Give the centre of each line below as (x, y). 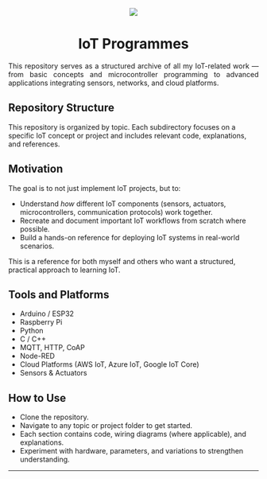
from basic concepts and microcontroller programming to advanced (133, 74)
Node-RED (37, 356)
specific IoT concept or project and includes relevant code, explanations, (128, 135)
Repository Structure (62, 108)
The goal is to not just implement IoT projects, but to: (95, 188)
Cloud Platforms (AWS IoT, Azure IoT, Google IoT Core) (110, 364)
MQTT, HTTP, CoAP (52, 348)
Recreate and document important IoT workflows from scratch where (133, 220)
